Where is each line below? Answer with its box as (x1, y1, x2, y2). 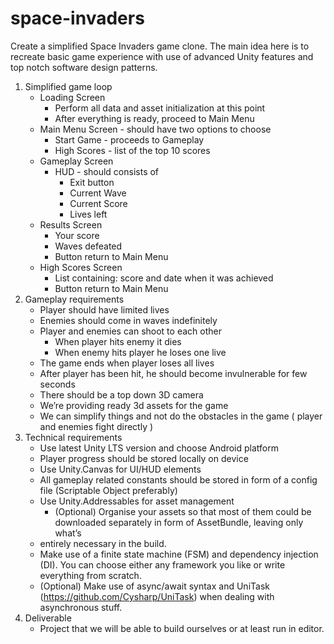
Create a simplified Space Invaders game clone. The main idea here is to (10, 40, 310, 52)
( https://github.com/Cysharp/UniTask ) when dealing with (39, 590, 275, 602)
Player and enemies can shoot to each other (39, 325, 222, 337)
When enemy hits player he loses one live (54, 346, 227, 358)
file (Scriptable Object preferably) (39, 484, 178, 496)
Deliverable (24, 612, 72, 624)
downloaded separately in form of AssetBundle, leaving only (54, 516, 304, 528)
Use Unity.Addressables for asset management (39, 495, 235, 507)
